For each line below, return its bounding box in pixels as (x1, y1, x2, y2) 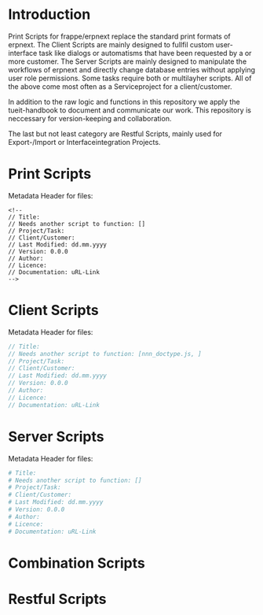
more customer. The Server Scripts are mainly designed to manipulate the (8, 57, 247, 66)
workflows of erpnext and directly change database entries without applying (8, 65, 256, 74)
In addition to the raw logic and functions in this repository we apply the (8, 97, 241, 106)
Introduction (8, 6, 91, 24)
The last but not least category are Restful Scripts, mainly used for (8, 128, 222, 139)
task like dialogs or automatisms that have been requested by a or (38, 48, 252, 57)
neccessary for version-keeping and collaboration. (8, 113, 172, 123)
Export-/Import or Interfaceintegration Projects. (8, 137, 161, 146)
